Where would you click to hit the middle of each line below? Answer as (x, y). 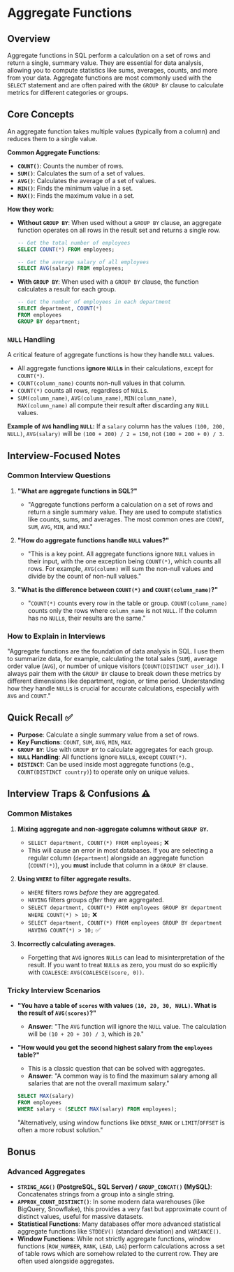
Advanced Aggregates (46, 1171)
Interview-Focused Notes (64, 456)
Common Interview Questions (59, 475)
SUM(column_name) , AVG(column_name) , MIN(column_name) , (97, 398)
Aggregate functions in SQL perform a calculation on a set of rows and (109, 55)
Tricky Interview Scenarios (54, 990)
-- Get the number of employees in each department (94, 302)
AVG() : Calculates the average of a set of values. (87, 180)
